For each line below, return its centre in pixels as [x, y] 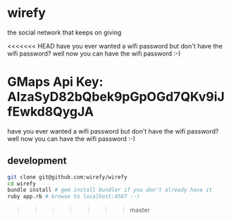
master [140, 210]
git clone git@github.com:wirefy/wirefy [68, 177]
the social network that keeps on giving [64, 32]
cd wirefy [22, 183]
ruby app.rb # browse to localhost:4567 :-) [74, 197]
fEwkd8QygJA [50, 112]
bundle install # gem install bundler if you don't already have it [110, 190]
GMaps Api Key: [55, 82]
